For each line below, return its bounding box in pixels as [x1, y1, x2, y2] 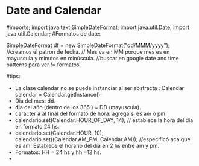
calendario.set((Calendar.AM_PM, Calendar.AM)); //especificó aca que [14, 135, 191, 142]
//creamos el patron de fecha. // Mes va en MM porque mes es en [6, 48, 170, 55]
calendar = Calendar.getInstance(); [14, 91, 103, 98]
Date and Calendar [6, 4, 101, 18]
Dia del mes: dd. [14, 97, 56, 104]
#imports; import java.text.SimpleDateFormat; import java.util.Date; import [6, 24, 190, 31]
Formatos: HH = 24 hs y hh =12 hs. [14, 148, 102, 156]
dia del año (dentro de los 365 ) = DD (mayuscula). [14, 103, 141, 110]
